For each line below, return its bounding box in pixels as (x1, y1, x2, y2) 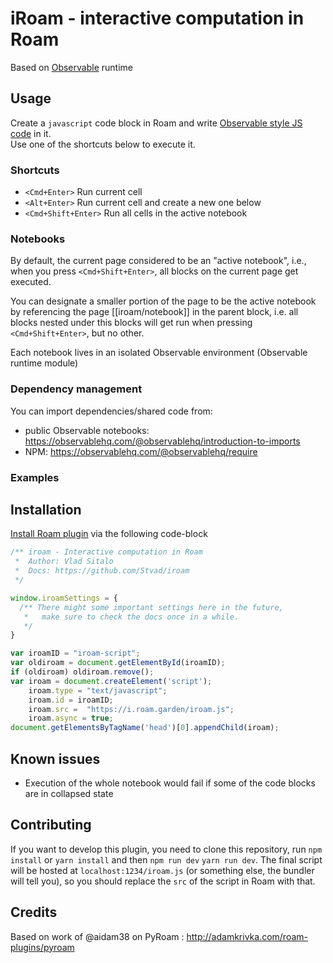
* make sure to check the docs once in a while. (23, 612, 240, 622)
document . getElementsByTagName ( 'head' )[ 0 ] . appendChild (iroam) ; (10, 723, 280, 733)
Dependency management (10, 382, 143, 396)
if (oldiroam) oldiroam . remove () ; (10, 667, 155, 677)
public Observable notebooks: (24, 424, 150, 436)
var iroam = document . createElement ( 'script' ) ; (10, 676, 213, 686)
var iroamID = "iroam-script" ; (10, 648, 141, 659)
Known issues (10, 750, 101, 767)
